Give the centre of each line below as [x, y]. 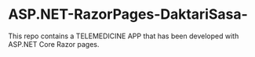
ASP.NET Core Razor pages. [54, 44]
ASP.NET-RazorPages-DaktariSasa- [128, 14]
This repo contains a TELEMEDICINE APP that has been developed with [124, 36]
